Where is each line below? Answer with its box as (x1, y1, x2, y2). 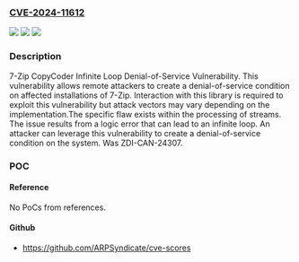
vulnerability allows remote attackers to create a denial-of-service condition (9, 80, 290, 91)
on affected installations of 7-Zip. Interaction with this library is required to (9, 90, 284, 100)
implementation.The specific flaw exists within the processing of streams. (9, 109, 282, 119)
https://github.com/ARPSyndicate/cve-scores (22, 242, 191, 253)
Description (9, 50, 62, 63)
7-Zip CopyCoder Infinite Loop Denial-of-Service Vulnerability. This (9, 70, 259, 82)
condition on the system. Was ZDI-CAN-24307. (9, 137, 183, 148)
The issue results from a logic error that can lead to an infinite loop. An (9, 118, 271, 129)
